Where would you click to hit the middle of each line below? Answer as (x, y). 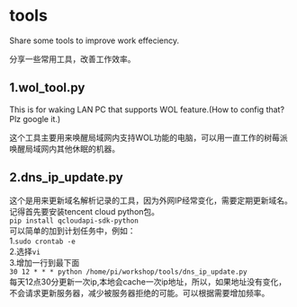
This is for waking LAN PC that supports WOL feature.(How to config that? (147, 110)
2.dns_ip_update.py (66, 177)
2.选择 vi (25, 251)
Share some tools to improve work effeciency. (94, 40)
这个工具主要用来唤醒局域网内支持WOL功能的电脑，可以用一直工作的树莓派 (148, 137)
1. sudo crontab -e (43, 241)
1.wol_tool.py (47, 88)
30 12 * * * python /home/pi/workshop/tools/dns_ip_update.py (128, 272)
